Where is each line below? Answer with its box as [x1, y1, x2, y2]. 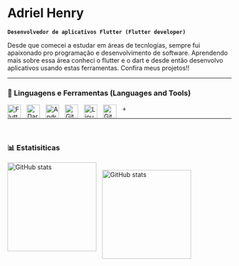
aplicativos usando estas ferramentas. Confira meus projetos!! [7, 63, 190, 72]
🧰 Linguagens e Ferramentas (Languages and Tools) [7, 87, 191, 97]
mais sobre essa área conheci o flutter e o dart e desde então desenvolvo [7, 55, 223, 65]
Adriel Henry [7, 5, 84, 21]
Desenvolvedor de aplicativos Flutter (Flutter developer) [7, 28, 186, 36]
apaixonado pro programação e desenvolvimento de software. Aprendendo [7, 48, 228, 57]
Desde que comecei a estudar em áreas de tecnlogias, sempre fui [7, 41, 201, 49]
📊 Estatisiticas [7, 143, 60, 153]
